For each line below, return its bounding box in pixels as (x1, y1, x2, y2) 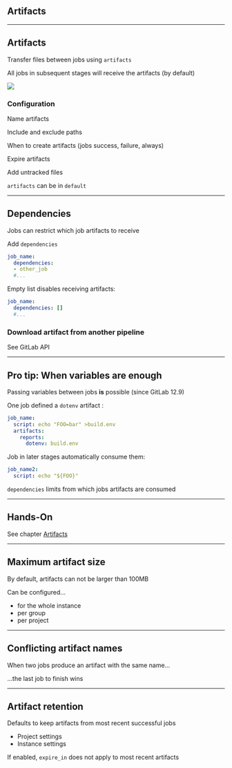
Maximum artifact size (7, 556, 106, 568)
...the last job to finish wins (7, 674, 84, 682)
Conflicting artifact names (7, 642, 123, 655)
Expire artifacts (7, 155, 50, 163)
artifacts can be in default (7, 181, 86, 189)
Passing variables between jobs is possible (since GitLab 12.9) (7, 387, 185, 396)
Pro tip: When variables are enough (7, 369, 162, 381)
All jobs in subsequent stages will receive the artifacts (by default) (7, 68, 195, 77)
